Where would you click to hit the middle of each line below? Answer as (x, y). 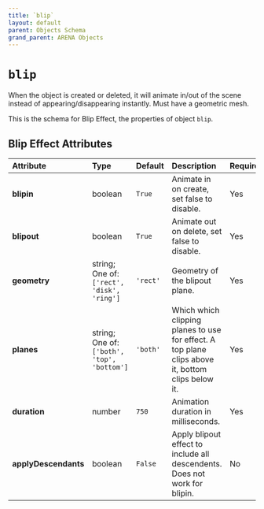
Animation (191, 401)
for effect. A (194, 340)
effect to (187, 444)
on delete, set (197, 231)
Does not (189, 474)
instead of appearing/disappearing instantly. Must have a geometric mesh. (129, 104)
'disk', (106, 290)
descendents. (197, 464)
